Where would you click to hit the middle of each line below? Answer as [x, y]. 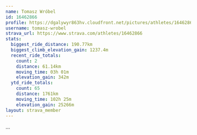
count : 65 [28, 88]
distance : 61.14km [39, 66]
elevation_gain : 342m [42, 77]
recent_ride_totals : [36, 55]
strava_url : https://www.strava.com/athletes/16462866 [74, 34]
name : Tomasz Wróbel [31, 11]
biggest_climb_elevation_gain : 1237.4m [60, 50]
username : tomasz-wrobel [36, 28]
